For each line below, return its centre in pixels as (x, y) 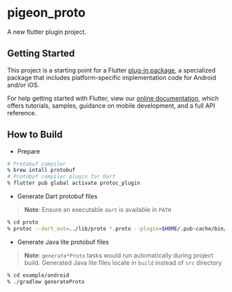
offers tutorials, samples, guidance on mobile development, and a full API (111, 106)
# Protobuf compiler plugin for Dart (61, 177)
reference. (22, 113)
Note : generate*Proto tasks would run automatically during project (119, 255)
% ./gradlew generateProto (46, 282)
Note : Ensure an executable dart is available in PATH (97, 210)
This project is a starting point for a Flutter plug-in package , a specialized (112, 70)
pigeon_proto (47, 13)
